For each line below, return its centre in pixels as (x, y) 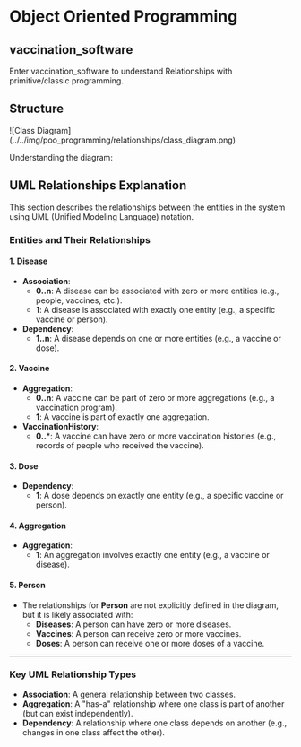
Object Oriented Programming (124, 17)
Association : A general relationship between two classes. (129, 694)
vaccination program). (77, 407)
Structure (37, 109)
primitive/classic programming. (66, 81)
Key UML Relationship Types (73, 674)
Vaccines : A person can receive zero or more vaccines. (138, 633)
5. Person (28, 585)
